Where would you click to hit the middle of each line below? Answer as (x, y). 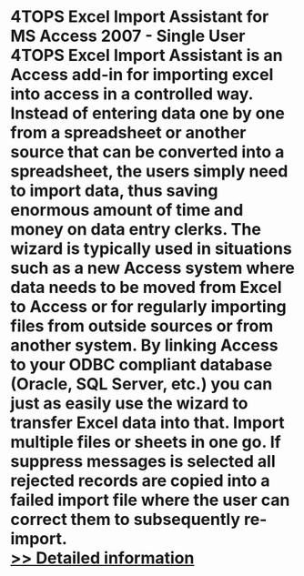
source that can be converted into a (147, 152)
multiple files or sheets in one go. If (146, 442)
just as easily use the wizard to (129, 404)
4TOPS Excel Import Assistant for (140, 17)
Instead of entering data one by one (148, 113)
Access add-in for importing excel (142, 75)
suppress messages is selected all (143, 462)
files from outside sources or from (142, 326)
